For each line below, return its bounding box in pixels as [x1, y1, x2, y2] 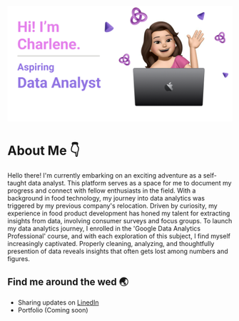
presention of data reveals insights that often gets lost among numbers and [7, 247, 228, 255]
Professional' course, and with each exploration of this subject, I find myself [7, 231, 230, 240]
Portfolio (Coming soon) [17, 306, 88, 315]
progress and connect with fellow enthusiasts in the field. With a [7, 186, 196, 195]
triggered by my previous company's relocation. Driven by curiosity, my [7, 201, 218, 210]
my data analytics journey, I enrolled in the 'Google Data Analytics [7, 224, 201, 233]
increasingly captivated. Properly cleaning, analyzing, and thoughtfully [7, 239, 215, 248]
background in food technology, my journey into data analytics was [7, 193, 205, 202]
